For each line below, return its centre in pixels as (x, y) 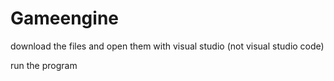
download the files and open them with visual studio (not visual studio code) (167, 46)
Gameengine (65, 18)
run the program (44, 65)
